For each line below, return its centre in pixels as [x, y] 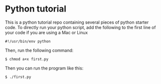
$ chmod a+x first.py [27, 59]
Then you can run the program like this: [44, 68]
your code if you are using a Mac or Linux [46, 32]
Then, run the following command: [39, 50]
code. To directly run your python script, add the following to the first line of [80, 27]
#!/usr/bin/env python [28, 41]
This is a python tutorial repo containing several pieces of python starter [77, 22]
